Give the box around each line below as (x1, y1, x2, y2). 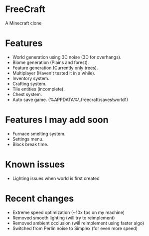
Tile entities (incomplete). (12, 86, 65, 92)
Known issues (5, 159, 65, 170)
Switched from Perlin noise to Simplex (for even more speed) (12, 225, 138, 231)
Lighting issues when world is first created (12, 175, 100, 181)
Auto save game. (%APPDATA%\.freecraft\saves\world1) (12, 96, 129, 102)
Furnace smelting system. (12, 130, 66, 136)
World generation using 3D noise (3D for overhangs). (12, 54, 122, 60)
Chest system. (12, 91, 42, 97)
